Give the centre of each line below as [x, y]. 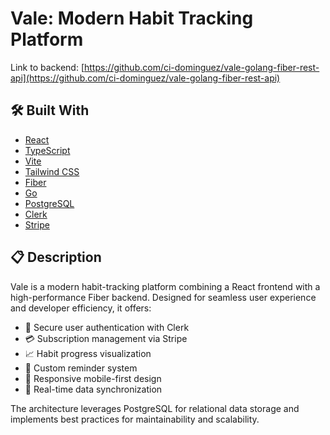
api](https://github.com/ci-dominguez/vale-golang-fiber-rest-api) [145, 78]
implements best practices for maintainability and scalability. [135, 419]
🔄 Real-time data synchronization [93, 389]
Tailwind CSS [52, 171]
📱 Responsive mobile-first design [93, 378]
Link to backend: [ [47, 67]
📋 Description [56, 257]
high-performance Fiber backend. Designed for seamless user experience [163, 297]
